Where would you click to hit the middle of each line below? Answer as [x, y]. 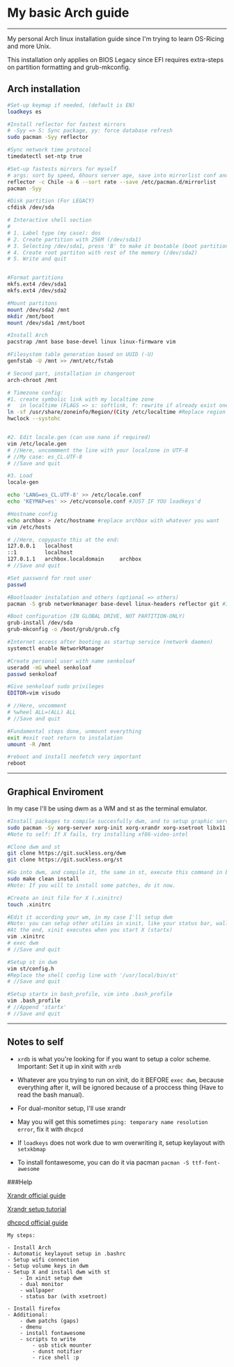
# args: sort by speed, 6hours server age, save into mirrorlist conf [112, 175]
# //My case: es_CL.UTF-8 [45, 457]
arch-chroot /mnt [32, 380]
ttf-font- [206, 1163]
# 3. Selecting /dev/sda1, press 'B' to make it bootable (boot [102, 246]
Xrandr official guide [37, 1195]
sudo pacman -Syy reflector [48, 138]
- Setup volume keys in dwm [48, 1266]
